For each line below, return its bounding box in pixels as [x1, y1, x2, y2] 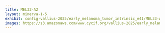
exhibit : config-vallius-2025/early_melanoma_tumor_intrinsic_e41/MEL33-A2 [5, 16, 164, 21]
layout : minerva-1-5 [5, 12, 48, 16]
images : [5, 20, 21, 26]
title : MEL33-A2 [5, 7, 38, 12]
